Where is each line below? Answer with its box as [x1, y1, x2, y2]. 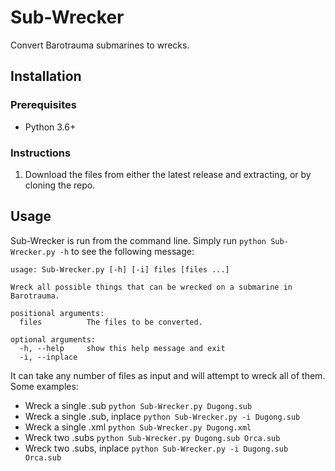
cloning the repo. [24, 179, 96, 191]
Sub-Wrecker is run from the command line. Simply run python [10, 234, 267, 246]
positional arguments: [10, 308, 105, 318]
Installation [10, 68, 82, 85]
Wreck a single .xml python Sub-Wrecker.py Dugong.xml [24, 421, 252, 433]
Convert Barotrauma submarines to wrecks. [10, 39, 190, 51]
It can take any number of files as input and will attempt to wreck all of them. [10, 369, 326, 381]
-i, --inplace [19, 352, 78, 362]
